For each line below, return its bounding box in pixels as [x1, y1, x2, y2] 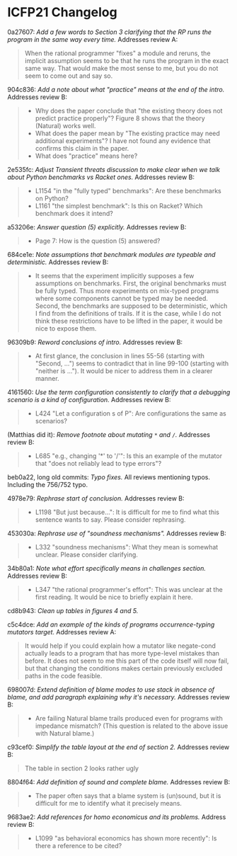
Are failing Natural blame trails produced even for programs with [35, 714, 223, 722]
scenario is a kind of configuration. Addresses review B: [7, 395, 171, 404]
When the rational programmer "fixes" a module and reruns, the [24, 49, 211, 57]
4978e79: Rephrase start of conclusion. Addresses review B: [7, 493, 185, 503]
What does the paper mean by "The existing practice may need [35, 129, 221, 137]
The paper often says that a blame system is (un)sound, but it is [35, 791, 221, 800]
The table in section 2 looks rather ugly [24, 764, 139, 772]
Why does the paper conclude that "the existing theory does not [35, 106, 223, 115]
